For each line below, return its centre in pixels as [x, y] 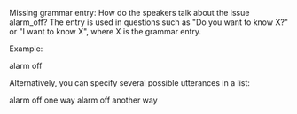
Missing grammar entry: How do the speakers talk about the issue [129, 13]
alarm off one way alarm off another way [83, 100]
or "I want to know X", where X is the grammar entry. [106, 31]
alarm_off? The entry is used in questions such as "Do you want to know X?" [149, 22]
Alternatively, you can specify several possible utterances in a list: [130, 83]
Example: [26, 49]
